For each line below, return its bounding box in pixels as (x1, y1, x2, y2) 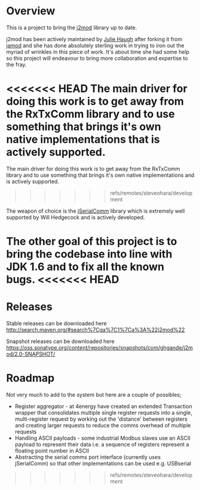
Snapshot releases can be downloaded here (6, 338, 115, 345)
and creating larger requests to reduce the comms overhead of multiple (14, 421, 191, 428)
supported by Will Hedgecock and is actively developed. (6, 213, 145, 220)
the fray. (6, 61, 27, 68)
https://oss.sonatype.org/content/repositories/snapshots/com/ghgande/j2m (6, 344, 193, 351)
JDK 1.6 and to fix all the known (6, 260, 165, 274)
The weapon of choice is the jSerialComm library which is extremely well (6, 207, 185, 215)
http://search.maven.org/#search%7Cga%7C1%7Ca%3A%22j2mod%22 (6, 326, 185, 333)
